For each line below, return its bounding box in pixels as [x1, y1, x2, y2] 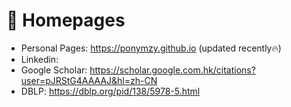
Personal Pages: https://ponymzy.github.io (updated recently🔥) [20, 42, 282, 54]
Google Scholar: [20, 64, 88, 76]
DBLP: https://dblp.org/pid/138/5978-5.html [20, 85, 201, 97]
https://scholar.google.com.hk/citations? [89, 64, 256, 76]
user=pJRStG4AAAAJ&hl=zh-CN [20, 74, 158, 86]
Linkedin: [20, 53, 59, 65]
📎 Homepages [6, 9, 126, 32]
